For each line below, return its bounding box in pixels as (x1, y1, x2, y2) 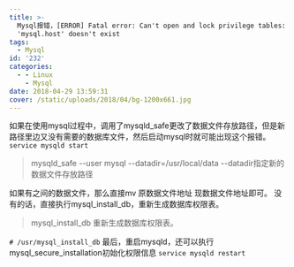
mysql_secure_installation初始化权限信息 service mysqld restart (9, 248, 245, 258)
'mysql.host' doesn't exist (17, 29, 121, 38)
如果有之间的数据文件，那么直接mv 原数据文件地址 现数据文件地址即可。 (9, 187, 272, 199)
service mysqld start (9, 141, 89, 150)
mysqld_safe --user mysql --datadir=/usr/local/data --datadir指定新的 (30, 158, 285, 169)
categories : (9, 63, 53, 72)
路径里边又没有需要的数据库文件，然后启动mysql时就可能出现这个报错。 (9, 132, 271, 142)
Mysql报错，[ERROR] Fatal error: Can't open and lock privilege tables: (17, 21, 286, 30)
